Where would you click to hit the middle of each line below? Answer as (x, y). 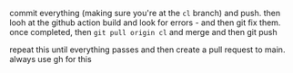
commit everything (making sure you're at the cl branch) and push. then (145, 13)
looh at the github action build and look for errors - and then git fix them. (145, 23)
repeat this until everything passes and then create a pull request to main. (147, 50)
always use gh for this (51, 59)
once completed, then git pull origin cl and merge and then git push (143, 32)
